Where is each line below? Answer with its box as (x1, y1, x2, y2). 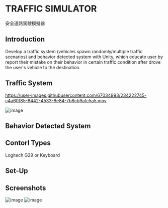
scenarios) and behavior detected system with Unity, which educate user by (5, 54, 163, 60)
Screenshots (5, 183, 46, 192)
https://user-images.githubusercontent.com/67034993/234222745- (5, 92, 147, 98)
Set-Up (5, 166, 29, 175)
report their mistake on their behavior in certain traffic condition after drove (5, 59, 161, 65)
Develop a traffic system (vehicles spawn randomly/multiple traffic (5, 48, 143, 54)
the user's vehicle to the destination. (5, 64, 81, 70)
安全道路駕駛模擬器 (5, 20, 45, 26)
